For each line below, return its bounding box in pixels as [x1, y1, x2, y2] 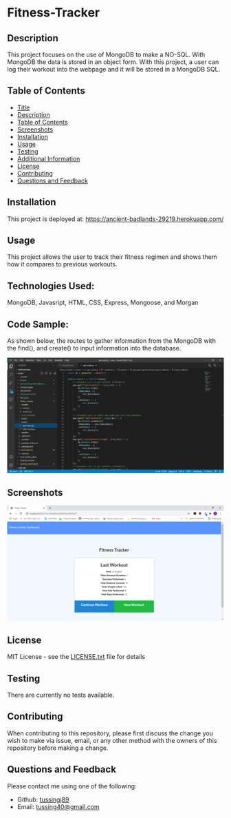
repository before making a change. [7, 744, 109, 752]
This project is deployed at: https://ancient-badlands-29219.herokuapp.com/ [7, 215, 224, 223]
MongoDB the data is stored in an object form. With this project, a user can [7, 58, 219, 66]
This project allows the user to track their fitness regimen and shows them [7, 253, 218, 261]
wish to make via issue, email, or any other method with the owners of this [7, 736, 218, 744]
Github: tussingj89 [16, 795, 69, 804]
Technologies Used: [7, 280, 95, 292]
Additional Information [16, 154, 80, 162]
